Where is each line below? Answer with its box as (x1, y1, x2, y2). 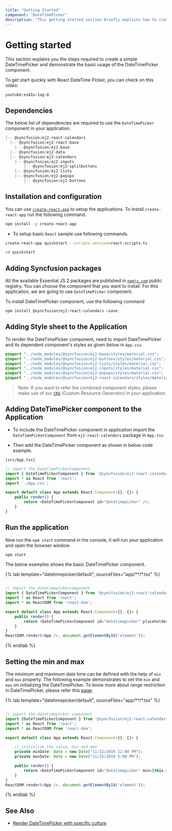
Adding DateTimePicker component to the (5, 405, 142, 413)
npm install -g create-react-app (5, 221, 77, 226)
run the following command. (27, 211, 87, 217)
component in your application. (5, 125, 71, 131)
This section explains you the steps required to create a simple (5, 56, 138, 62)
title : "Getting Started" (5, 7, 60, 13)
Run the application (5, 523, 69, 532)
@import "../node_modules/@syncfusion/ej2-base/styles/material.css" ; (5, 351, 159, 357)
